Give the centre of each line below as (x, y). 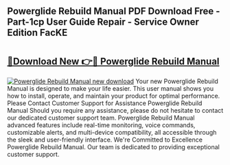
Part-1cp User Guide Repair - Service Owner (103, 22)
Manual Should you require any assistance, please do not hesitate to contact (115, 110)
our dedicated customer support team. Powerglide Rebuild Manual (101, 118)
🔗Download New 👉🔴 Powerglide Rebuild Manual (113, 61)
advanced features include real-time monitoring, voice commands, (101, 125)
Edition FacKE (37, 33)
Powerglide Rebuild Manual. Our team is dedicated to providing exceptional (113, 147)
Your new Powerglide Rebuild (177, 81)
